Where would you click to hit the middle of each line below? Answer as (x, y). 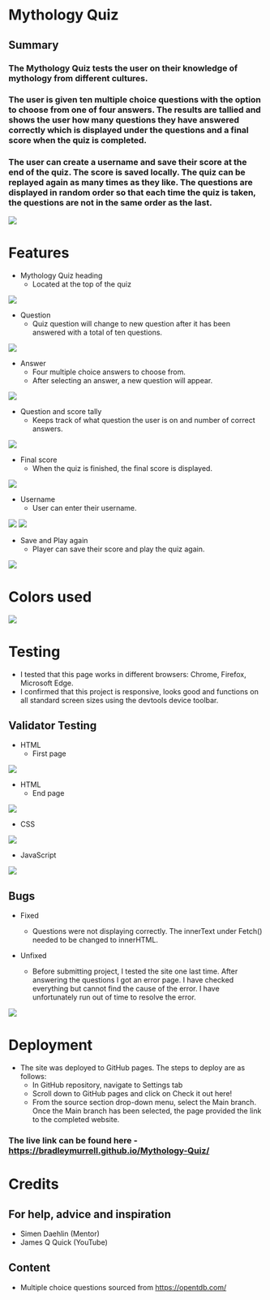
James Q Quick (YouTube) (64, 1242)
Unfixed (33, 956)
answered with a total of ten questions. (97, 332)
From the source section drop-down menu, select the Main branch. (144, 1103)
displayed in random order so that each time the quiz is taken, (132, 192)
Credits (34, 1184)
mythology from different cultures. (78, 78)
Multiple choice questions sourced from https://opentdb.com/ (123, 1287)
